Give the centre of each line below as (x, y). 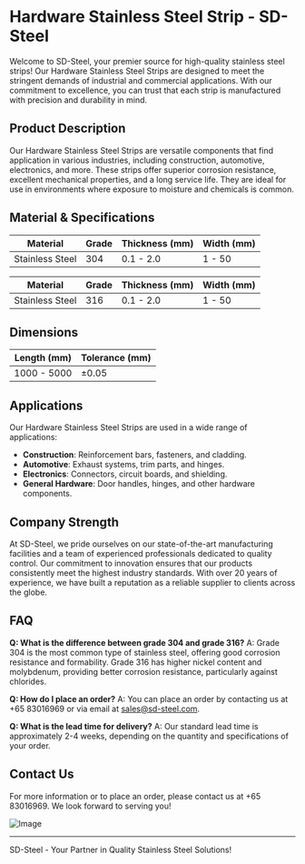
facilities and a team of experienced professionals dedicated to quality (141, 553)
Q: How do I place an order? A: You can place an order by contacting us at (149, 698)
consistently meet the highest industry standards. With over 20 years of (143, 573)
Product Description (68, 129)
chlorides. (28, 681)
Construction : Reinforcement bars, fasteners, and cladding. (134, 455)
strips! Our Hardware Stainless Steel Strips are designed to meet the (137, 71)
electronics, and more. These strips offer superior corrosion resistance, (143, 169)
